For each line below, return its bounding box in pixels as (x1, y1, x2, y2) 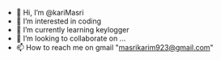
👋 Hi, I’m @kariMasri (15, 8, 84, 17)
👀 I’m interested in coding (15, 16, 102, 26)
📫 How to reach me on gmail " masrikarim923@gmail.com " (15, 43, 214, 52)
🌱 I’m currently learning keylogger (15, 25, 130, 34)
